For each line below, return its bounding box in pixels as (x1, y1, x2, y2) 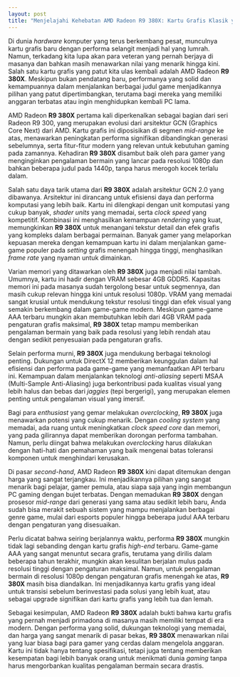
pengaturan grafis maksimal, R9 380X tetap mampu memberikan (8, 320, 199, 328)
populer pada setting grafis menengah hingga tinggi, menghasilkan (26, 246, 223, 254)
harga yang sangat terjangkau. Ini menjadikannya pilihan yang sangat (8, 475, 212, 483)
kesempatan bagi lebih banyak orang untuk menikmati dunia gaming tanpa (8, 654, 227, 662)
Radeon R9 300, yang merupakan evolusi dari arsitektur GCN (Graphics (8, 118, 218, 127)
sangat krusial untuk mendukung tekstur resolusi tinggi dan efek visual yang (8, 297, 231, 306)
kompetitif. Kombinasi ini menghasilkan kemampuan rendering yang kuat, (8, 215, 223, 224)
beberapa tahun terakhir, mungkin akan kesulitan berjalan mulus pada (8, 557, 213, 565)
